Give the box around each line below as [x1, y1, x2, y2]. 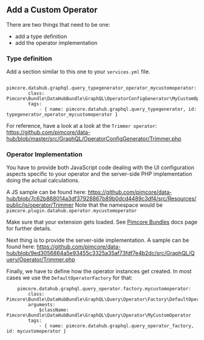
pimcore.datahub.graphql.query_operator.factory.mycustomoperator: [17, 286, 191, 292]
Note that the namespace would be [75, 201, 163, 208]
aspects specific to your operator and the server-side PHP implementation [6, 170, 192, 178]
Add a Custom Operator [6, 5, 98, 15]
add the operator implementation [15, 39, 98, 46]
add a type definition [15, 33, 67, 40]
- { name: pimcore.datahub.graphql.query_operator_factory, [38, 323, 194, 329]
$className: [38, 307, 69, 313]
